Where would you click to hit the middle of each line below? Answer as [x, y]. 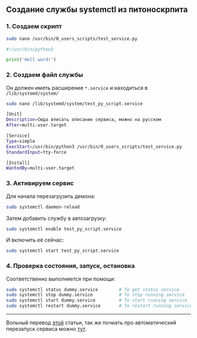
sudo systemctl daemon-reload [43, 207]
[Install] [18, 163]
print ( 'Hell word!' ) [31, 60]
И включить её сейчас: [35, 240]
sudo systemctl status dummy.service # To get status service [93, 290]
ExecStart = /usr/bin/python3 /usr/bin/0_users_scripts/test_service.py [94, 146]
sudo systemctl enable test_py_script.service [64, 229]
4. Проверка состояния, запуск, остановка [70, 266]
